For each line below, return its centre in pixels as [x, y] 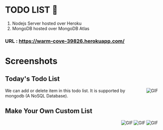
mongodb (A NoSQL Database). [37, 96]
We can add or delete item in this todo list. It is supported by [65, 90]
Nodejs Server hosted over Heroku [47, 23]
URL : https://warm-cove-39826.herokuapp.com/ [65, 41]
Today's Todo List [33, 79]
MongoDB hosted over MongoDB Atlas [51, 28]
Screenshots [31, 61]
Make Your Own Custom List [49, 111]
